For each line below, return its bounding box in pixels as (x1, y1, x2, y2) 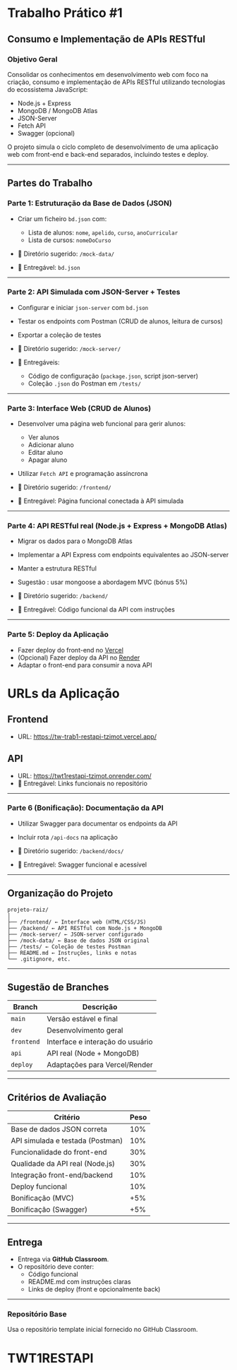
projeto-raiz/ (7, 906, 49, 913)
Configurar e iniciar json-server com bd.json (17, 303, 149, 311)
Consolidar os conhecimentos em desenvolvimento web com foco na (7, 70, 209, 78)
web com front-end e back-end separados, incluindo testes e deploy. (7, 150, 209, 158)
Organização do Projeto (7, 888, 114, 900)
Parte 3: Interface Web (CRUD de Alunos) (7, 403, 152, 413)
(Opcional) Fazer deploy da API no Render (17, 653, 140, 662)
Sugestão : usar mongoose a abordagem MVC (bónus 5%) (17, 578, 188, 587)
